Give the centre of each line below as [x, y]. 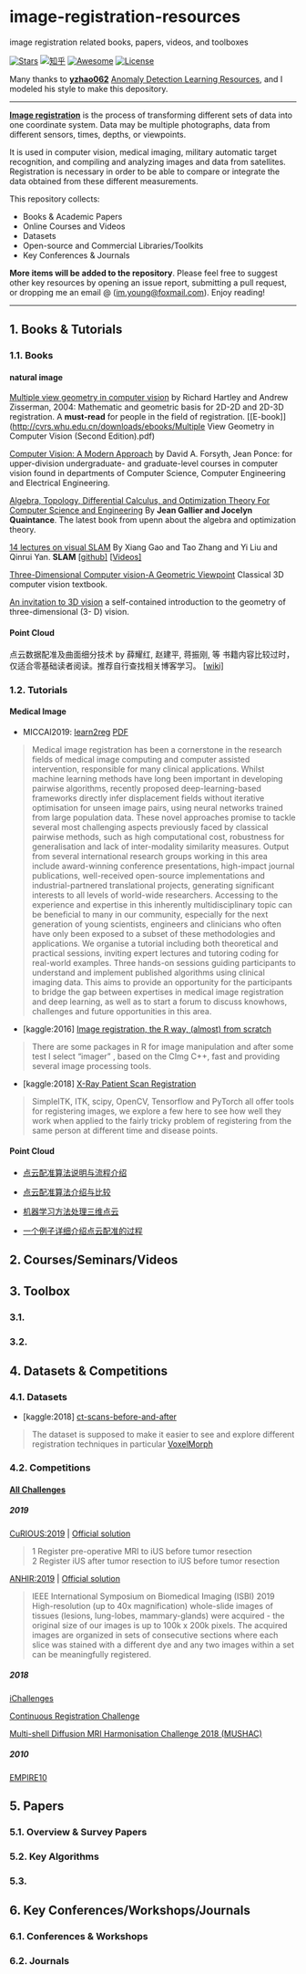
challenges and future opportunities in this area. [122, 1011]
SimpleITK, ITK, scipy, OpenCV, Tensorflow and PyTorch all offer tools [163, 1101]
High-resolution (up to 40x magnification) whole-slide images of [153, 1605]
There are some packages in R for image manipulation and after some [163, 1046]
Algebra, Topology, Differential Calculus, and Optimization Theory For [140, 501]
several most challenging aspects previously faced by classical [150, 826]
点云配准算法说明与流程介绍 [75, 1172]
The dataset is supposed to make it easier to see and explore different [163, 1435]
